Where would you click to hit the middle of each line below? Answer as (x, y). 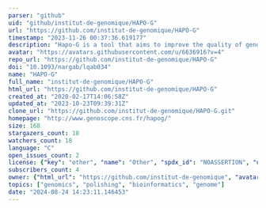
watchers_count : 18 (40, 140)
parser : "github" (37, 15)
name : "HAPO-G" (33, 74)
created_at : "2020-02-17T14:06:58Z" (68, 96)
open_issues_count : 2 (44, 155)
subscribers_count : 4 (44, 170)
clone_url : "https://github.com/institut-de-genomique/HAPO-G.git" (122, 112)
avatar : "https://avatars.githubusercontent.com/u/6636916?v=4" (116, 52)
